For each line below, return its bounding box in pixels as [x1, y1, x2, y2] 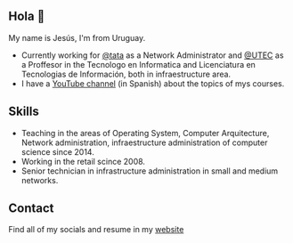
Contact [8, 201, 54, 216]
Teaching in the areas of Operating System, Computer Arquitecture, [20, 127, 270, 138]
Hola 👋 [8, 9, 45, 24]
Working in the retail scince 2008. [20, 156, 146, 166]
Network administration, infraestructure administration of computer [20, 137, 268, 148]
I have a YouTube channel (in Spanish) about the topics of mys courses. [20, 77, 285, 89]
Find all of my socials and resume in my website [8, 224, 184, 235]
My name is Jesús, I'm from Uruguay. [8, 32, 146, 43]
